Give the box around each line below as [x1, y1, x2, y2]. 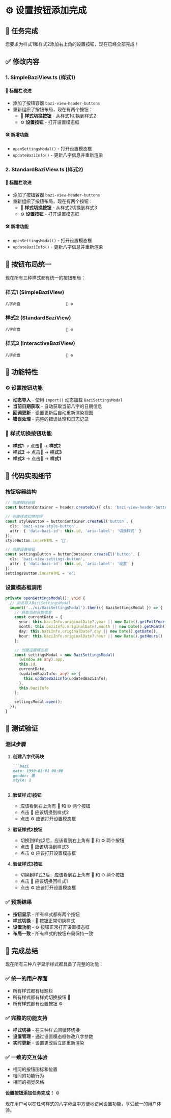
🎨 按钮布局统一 [5, 260, 52, 269]
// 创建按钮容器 [5, 500, 35, 505]
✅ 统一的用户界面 [5, 975, 48, 982]
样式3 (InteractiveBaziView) [5, 340, 75, 347]
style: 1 [12, 778, 32, 783]
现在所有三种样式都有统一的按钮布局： [5, 274, 85, 281]
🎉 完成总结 [5, 947, 38, 955]
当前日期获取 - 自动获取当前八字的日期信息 [12, 403, 103, 410]
